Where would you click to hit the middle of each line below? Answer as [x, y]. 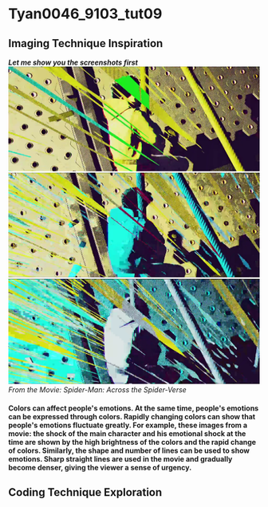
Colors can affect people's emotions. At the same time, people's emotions [134, 408]
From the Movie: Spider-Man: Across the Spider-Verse [98, 390]
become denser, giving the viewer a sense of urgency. [100, 467]
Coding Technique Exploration [85, 492]
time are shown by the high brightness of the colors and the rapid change [132, 442]
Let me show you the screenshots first [73, 62]
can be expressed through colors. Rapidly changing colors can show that [132, 416]
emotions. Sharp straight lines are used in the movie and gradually [120, 458]
